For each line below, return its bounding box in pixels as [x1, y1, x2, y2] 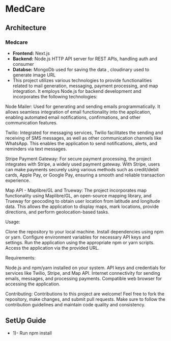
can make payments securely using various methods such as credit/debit [5, 166, 159, 172]
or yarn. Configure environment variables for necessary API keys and [5, 234, 150, 240]
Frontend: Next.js [12, 50, 50, 56]
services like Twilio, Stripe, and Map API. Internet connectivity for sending [5, 270, 160, 276]
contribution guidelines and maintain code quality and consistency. [5, 301, 146, 307]
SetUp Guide [5, 317, 46, 325]
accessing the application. [5, 281, 61, 287]
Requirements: [5, 254, 36, 260]
